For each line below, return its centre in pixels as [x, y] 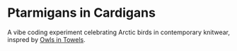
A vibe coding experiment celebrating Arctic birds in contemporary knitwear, [119, 32]
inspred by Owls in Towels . [47, 39]
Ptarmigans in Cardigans [81, 13]
